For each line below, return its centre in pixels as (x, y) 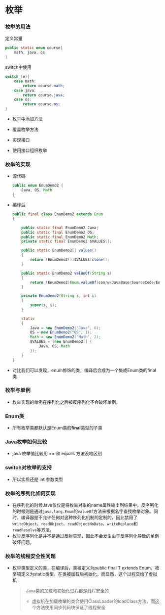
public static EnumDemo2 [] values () (59, 250)
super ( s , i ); (44, 305)
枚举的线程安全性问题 (30, 556)
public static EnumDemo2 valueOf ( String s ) (67, 273)
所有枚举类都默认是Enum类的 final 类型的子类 (57, 428)
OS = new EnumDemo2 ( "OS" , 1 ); (61, 332)
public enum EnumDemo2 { (38, 186)
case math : (25, 81)
